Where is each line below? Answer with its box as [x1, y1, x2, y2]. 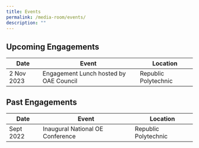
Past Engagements [6, 97, 78, 107]
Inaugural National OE [43, 125, 104, 133]
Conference [43, 132, 76, 140]
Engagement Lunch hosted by [42, 70, 126, 78]
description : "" [6, 20, 46, 26]
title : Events [6, 8, 41, 15]
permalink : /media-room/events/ [6, 14, 86, 20]
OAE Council [42, 77, 78, 85]
